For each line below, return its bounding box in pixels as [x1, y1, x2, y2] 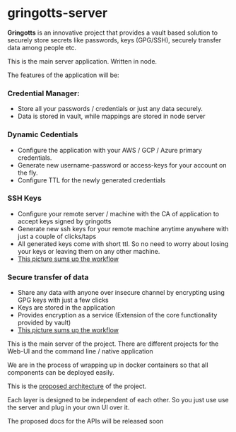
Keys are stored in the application [17, 303, 115, 312]
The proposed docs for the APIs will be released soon [7, 417, 164, 426]
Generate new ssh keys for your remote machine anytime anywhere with [17, 224, 229, 233]
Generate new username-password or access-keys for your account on [17, 160, 228, 169]
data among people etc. [7, 43, 77, 52]
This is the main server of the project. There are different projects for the [7, 339, 219, 348]
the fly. [17, 168, 38, 177]
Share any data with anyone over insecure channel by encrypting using [17, 288, 225, 297]
